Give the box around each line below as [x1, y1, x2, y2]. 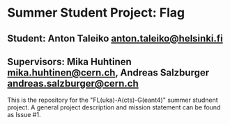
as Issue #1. [7, 111, 41, 119]
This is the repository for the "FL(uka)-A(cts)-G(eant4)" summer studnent [7, 96, 218, 105]
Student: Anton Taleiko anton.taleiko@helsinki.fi [7, 33, 223, 44]
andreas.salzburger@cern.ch [7, 78, 139, 89]
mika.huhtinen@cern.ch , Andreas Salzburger [7, 67, 210, 78]
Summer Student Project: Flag [7, 5, 185, 21]
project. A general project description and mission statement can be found [7, 103, 221, 112]
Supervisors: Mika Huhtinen [7, 55, 132, 67]
